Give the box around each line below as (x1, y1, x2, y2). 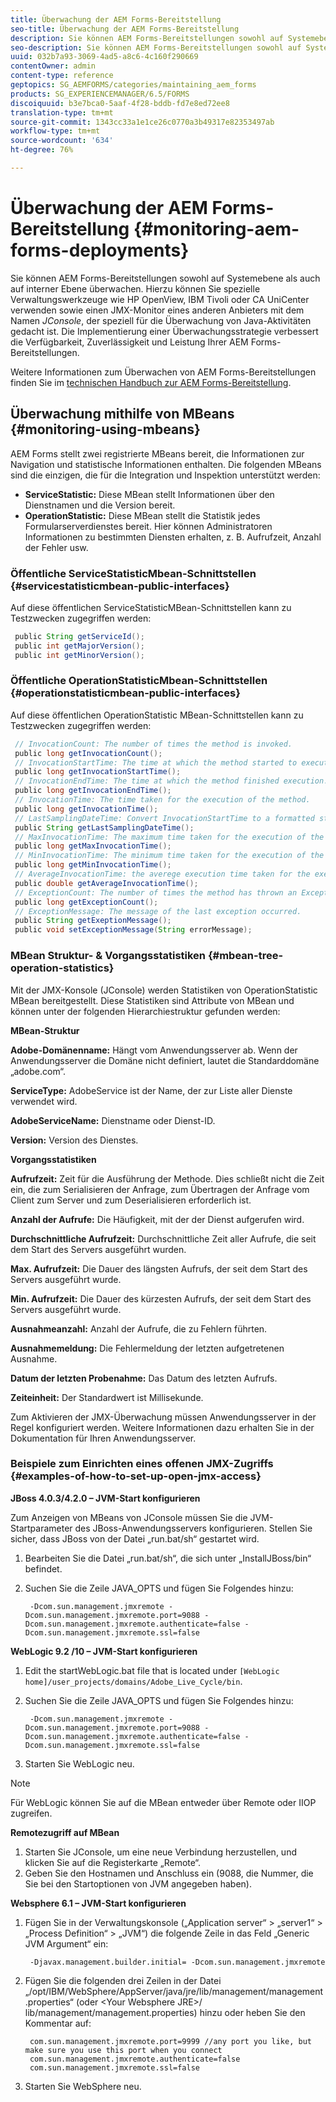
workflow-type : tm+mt (10, 126, 101, 136)
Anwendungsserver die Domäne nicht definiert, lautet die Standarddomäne (10, 1054, 320, 1066)
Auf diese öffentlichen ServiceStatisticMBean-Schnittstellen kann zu (10, 601, 292, 613)
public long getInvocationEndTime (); (14, 786, 172, 796)
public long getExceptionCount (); (14, 897, 159, 907)
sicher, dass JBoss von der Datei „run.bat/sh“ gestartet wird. (10, 1532, 260, 1545)
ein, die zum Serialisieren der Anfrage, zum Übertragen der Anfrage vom (10, 1183, 310, 1195)
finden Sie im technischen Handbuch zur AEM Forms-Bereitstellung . (10, 376, 292, 388)
